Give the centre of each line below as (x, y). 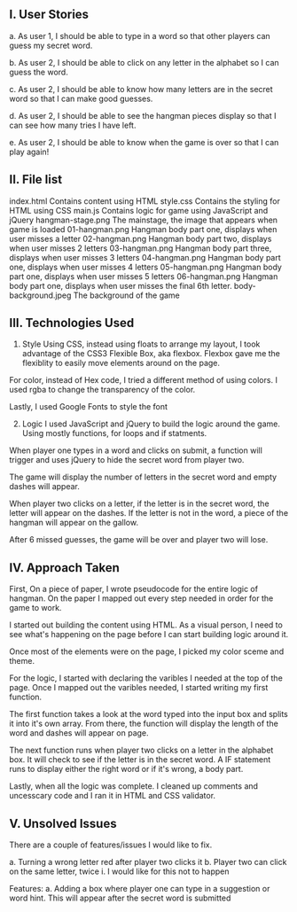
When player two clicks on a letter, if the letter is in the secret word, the (139, 503)
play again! (29, 152)
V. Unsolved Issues (63, 823)
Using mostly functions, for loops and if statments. (114, 433)
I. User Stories (49, 15)
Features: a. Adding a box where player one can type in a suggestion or (140, 889)
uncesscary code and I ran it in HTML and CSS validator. (112, 796)
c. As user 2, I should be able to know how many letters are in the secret (141, 89)
